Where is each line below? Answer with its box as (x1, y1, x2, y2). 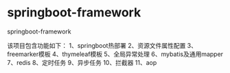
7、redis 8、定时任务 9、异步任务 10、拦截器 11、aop (7, 58, 157, 66)
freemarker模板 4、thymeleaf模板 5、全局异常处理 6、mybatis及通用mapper (7, 50, 224, 58)
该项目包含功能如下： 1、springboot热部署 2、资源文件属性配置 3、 (7, 41, 198, 49)
